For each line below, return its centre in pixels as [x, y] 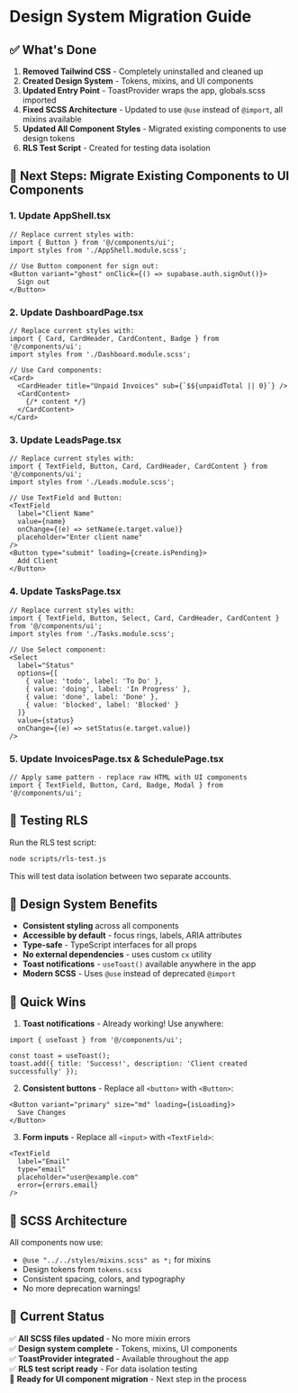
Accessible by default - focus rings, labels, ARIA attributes [132, 935]
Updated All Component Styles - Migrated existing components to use [154, 129]
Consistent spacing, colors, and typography [104, 1279]
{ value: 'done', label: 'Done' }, [92, 696]
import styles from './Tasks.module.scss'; [92, 634]
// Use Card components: [56, 370]
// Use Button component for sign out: [84, 266]
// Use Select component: [58, 650]
